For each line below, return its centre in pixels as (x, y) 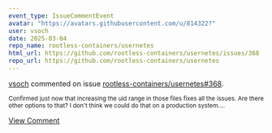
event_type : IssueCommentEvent (61, 16)
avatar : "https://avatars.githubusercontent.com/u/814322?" (112, 23)
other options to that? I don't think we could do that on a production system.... (117, 106)
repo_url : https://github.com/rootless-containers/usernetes (114, 61)
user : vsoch (28, 31)
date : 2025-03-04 (38, 38)
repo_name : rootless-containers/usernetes (81, 46)
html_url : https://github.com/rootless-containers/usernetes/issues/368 (134, 53)
